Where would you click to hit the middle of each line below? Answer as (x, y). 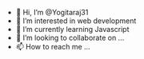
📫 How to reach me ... (53, 47)
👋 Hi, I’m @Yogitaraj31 (52, 12)
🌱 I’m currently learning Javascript (72, 29)
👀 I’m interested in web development (76, 21)
